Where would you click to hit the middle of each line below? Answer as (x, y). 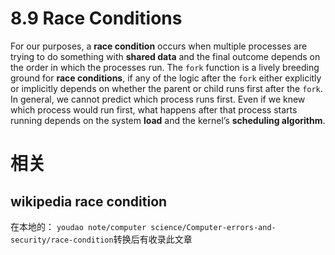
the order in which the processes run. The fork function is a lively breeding (165, 67)
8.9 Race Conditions (96, 18)
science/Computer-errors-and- (213, 227)
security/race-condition (62, 240)
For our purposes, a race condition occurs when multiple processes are (159, 46)
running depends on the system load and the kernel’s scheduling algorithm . (168, 120)
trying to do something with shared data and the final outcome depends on (165, 56)
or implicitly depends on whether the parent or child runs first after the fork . (166, 88)
